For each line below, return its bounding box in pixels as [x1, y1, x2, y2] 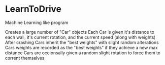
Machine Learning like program [5, 20, 68, 25]
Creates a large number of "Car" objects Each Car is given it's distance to [5, 29, 155, 35]
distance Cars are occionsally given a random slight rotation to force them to [5, 50, 161, 56]
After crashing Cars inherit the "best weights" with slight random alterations [5, 39, 159, 45]
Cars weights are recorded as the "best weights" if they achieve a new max [5, 44, 158, 50]
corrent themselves [5, 55, 45, 61]
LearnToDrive [5, 3, 62, 15]
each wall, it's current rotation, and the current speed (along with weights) [5, 34, 156, 40]
